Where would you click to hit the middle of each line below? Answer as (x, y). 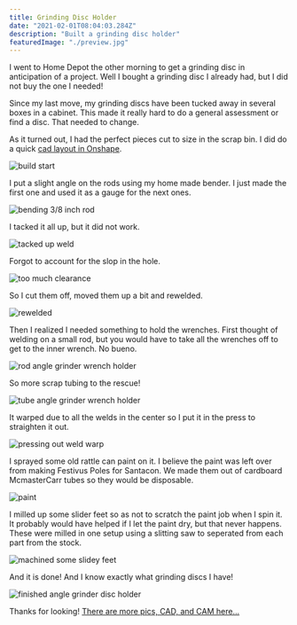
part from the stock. (46, 543)
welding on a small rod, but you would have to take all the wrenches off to (144, 340)
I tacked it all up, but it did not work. (74, 227)
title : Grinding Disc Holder (63, 17)
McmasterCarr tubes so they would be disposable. (102, 480)
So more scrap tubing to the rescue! (75, 383)
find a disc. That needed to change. (74, 122)
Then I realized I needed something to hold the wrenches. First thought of (144, 330)
